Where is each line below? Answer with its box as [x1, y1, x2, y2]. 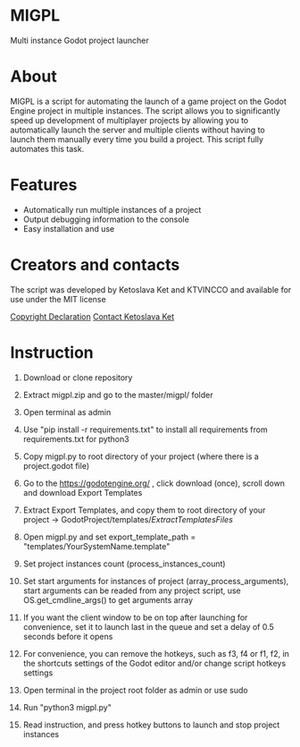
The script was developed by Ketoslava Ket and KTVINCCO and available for [10, 284, 292, 295]
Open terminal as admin [22, 406, 112, 417]
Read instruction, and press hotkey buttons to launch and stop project [22, 719, 280, 730]
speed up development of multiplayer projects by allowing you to [10, 115, 249, 125]
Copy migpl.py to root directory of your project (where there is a [22, 451, 260, 462]
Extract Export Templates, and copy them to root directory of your [22, 505, 266, 515]
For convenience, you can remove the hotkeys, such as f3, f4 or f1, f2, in [22, 648, 289, 658]
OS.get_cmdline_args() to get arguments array [22, 594, 194, 605]
